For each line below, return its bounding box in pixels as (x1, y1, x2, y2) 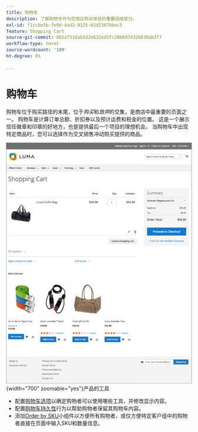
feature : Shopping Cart (6, 28, 65, 34)
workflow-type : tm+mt (6, 41, 60, 47)
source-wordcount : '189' (6, 47, 67, 53)
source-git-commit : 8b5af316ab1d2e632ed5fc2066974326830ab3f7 (6, 34, 162, 41)
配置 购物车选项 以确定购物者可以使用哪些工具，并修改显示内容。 (14, 398, 170, 405)
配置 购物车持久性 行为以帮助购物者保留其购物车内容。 (14, 405, 144, 412)
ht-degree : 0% (6, 53, 41, 59)
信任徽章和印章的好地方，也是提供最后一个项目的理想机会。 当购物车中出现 (6, 123, 189, 130)
